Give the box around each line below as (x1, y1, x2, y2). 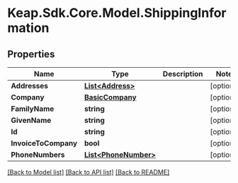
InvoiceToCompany (11, 138, 78, 148)
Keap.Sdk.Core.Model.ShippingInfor (7, 5, 227, 21)
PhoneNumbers (11, 150, 65, 160)
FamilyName (11, 104, 55, 114)
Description (162, 69, 203, 78)
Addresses (11, 81, 48, 90)
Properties (7, 48, 55, 60)
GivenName (11, 115, 52, 125)
